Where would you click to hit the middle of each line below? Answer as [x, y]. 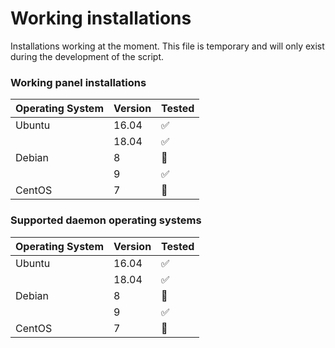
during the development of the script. [87, 56]
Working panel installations [78, 82]
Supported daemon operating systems [106, 220]
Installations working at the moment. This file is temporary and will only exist [167, 46]
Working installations [101, 18]
